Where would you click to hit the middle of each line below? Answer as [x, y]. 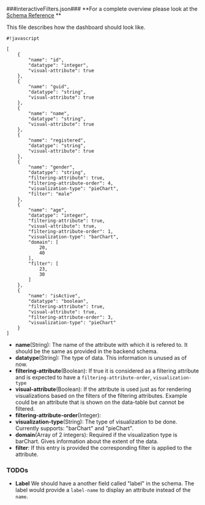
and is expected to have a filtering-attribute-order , [83, 377]
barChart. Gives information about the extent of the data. [87, 441]
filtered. [25, 409]
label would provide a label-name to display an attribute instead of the [103, 490]
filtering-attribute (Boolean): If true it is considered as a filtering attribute [107, 371]
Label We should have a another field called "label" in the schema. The [105, 484]
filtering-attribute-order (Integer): [58, 415]
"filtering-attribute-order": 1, [71, 232]
